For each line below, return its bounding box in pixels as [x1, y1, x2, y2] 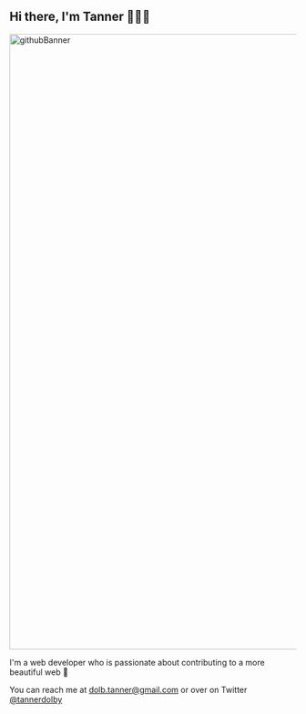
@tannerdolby [9, 694, 63, 705]
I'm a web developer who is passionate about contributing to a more [9, 657, 266, 667]
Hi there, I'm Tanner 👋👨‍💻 [9, 9, 150, 25]
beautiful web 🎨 [9, 667, 68, 678]
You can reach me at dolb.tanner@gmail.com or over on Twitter [9, 684, 248, 695]
